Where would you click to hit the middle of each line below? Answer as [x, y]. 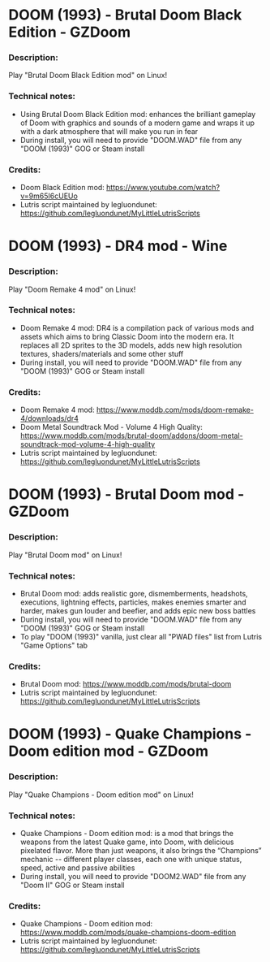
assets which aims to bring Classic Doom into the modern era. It [127, 336]
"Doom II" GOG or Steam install [72, 885]
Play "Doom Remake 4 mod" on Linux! [72, 289]
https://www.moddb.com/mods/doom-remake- [175, 410]
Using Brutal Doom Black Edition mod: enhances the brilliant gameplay [138, 114]
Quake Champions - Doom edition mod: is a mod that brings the [126, 834]
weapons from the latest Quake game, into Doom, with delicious [127, 842]
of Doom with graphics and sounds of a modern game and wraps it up [137, 123]
